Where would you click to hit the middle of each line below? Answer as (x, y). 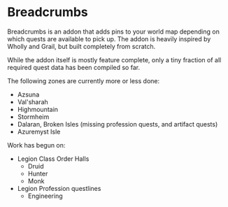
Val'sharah (33, 101)
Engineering (45, 196)
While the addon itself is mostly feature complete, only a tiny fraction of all (114, 59)
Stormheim (33, 117)
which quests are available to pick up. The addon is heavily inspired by (109, 38)
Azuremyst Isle (39, 131)
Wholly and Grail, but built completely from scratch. (81, 46)
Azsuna (28, 94)
